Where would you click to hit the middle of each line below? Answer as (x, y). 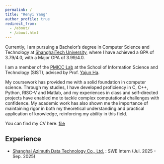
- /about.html (24, 33)
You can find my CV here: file (35, 123)
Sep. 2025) (24, 156)
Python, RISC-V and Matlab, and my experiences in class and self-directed (82, 93)
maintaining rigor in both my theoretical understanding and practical (75, 108)
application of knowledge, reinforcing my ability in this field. (66, 114)
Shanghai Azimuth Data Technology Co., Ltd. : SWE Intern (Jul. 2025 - (84, 151)
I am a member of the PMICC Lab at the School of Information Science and (82, 67)
